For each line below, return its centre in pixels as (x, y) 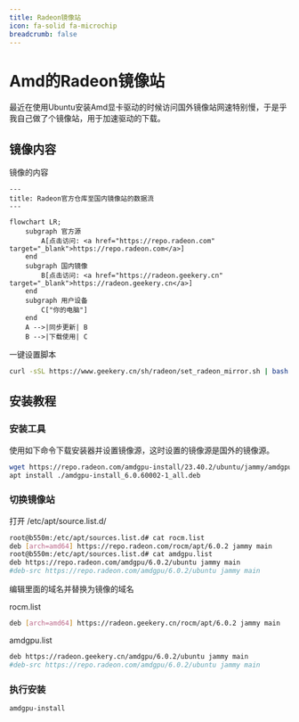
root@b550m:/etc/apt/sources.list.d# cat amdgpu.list (111, 554)
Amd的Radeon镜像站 (87, 81)
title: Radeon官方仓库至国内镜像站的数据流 (81, 199)
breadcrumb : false (43, 34)
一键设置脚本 (32, 355)
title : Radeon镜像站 (45, 17)
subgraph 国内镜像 (57, 267)
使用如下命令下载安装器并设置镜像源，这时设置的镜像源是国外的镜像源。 (141, 450)
